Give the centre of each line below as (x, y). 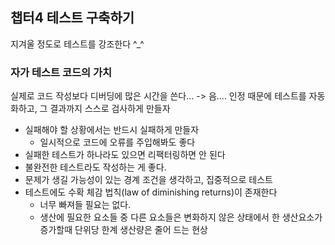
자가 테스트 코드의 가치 (61, 72)
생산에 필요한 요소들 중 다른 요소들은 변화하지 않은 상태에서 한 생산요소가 (181, 217)
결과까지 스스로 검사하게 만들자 (110, 109)
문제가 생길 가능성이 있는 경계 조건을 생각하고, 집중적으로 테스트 (148, 180)
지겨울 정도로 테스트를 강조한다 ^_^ (77, 44)
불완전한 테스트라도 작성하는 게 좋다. (95, 167)
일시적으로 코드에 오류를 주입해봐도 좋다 (117, 142)
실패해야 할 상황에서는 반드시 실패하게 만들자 (112, 130)
